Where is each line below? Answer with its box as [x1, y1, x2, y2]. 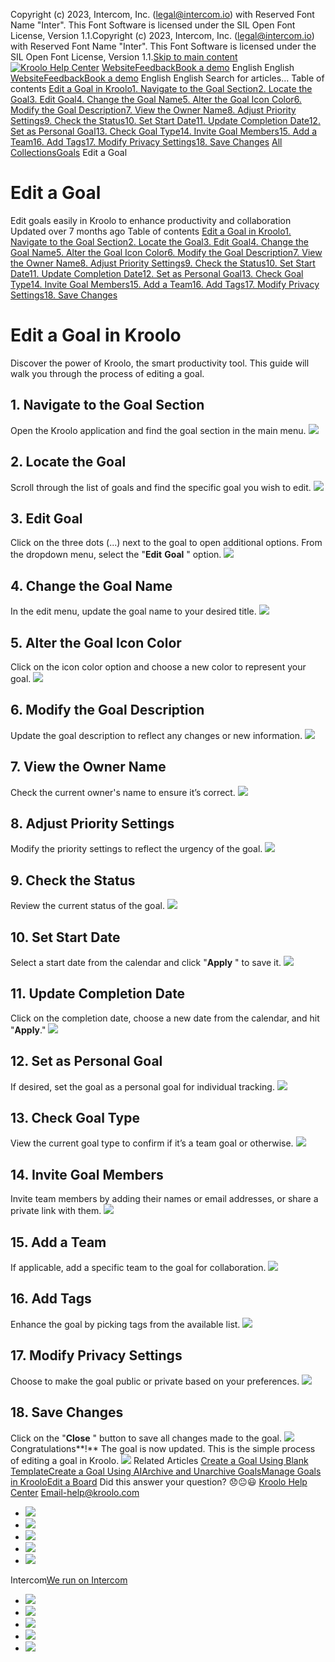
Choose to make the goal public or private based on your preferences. [10, 1375, 300, 1387]
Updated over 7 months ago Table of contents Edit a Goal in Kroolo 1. [10, 225, 292, 237]
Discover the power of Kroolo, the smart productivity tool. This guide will [10, 357, 310, 369]
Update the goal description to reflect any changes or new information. [10, 729, 303, 741]
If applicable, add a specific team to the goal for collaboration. [10, 1262, 267, 1274]
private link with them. [10, 1205, 102, 1217]
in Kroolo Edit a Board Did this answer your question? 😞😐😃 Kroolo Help [10, 1475, 308, 1488]
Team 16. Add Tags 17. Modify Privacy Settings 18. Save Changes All [10, 136, 283, 148]
